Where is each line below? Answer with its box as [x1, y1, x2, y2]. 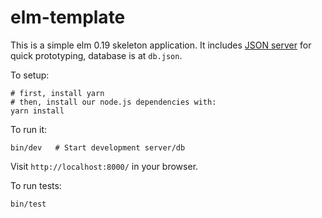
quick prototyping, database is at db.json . [10, 49, 183, 61]
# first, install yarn [10, 88, 105, 98]
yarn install [10, 106, 65, 116]
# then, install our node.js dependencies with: [10, 97, 217, 107]
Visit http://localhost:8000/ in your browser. [10, 160, 199, 172]
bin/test [10, 199, 47, 209]
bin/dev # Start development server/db [10, 142, 186, 153]
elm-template [10, 6, 126, 29]
